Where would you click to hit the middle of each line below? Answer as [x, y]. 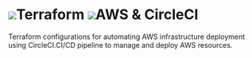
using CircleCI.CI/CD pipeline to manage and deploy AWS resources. [120, 44]
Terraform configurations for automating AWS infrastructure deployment [127, 37]
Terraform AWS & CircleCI [107, 15]
